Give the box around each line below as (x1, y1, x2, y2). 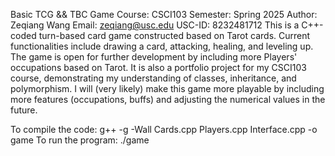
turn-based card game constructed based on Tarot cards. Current (38, 30, 311, 41)
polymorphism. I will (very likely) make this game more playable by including (10, 83, 325, 94)
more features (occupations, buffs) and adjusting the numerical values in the (10, 94, 326, 105)
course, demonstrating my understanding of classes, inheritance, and (10, 72, 297, 84)
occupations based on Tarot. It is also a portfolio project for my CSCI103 (10, 62, 307, 73)
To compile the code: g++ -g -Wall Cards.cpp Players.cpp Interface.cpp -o (10, 124, 318, 135)
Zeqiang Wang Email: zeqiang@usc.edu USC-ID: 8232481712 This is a (10, 19, 300, 31)
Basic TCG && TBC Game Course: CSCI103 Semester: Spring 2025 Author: (10, 9, 318, 20)
